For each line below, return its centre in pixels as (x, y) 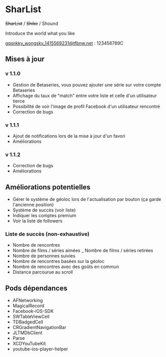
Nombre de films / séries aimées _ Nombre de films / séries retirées (83, 251)
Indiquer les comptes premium (45, 216)
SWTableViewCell (31, 317)
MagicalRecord (28, 306)
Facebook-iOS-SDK (33, 311)
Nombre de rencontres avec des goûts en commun (66, 267)
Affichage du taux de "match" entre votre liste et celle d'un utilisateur (85, 96)
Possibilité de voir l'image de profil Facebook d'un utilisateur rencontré (86, 106)
